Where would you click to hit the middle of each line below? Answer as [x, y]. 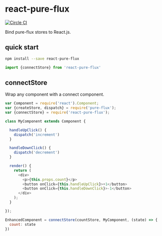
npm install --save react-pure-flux [42, 59]
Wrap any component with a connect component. [55, 94]
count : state [23, 224]
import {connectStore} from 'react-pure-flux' [53, 67]
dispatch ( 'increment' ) [37, 135]
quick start [22, 47]
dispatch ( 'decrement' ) [37, 152]
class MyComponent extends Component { [45, 121]
